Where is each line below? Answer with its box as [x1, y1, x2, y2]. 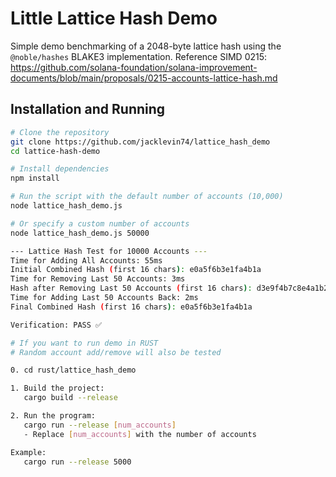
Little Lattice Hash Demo [10, 7, 218, 30]
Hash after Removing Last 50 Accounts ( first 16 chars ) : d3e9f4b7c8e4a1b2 [10, 283, 329, 294]
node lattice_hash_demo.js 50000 [10, 228, 150, 238]
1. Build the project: [10, 383, 105, 394]
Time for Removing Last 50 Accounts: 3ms [10, 274, 186, 284]
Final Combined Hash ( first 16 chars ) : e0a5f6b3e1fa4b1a [10, 302, 253, 312]
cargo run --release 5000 [23, 457, 132, 467]
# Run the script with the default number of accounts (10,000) [10, 192, 284, 202]
